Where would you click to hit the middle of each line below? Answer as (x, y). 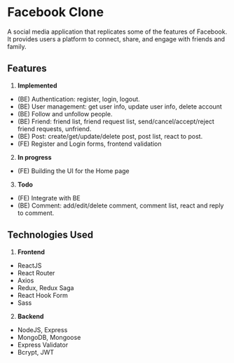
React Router (36, 273)
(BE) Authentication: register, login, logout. (78, 99)
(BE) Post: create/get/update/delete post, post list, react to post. (110, 136)
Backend (30, 316)
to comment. (36, 213)
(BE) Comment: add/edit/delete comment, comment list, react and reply (121, 205)
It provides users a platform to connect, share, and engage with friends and (116, 39)
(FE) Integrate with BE (49, 198)
